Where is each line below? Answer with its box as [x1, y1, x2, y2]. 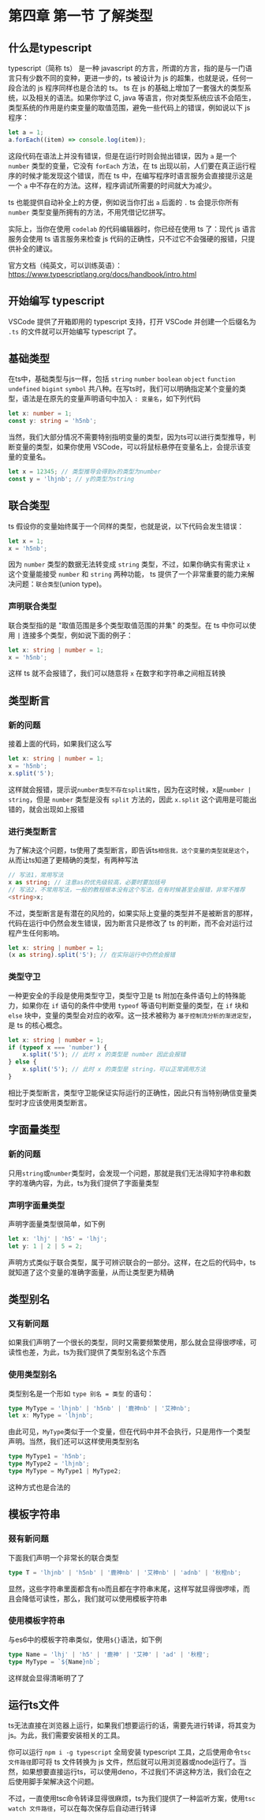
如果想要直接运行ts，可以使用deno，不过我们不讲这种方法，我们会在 [21, 1767, 245, 1777]
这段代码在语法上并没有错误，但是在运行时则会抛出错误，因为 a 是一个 [8, 151, 237, 160]
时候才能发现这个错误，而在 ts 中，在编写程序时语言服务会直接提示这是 [21, 170, 253, 180]
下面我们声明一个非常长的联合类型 [8, 1553, 119, 1562]
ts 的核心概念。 [17, 1020, 67, 1030]
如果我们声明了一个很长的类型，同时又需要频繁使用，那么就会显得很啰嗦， [8, 1338, 250, 1347]
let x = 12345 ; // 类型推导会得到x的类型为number [8, 468, 162, 476]
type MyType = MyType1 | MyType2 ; [8, 1467, 122, 1475]
